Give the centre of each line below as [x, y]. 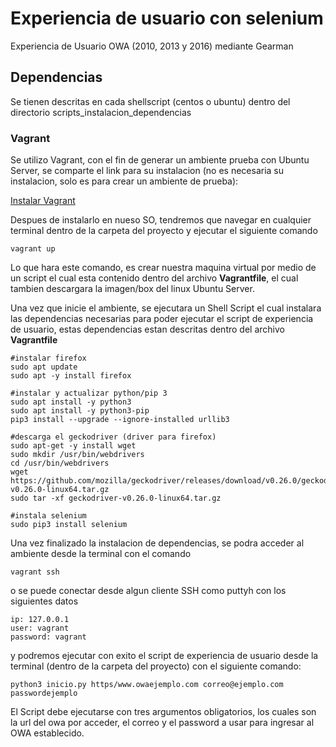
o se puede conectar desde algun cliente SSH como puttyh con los [148, 591]
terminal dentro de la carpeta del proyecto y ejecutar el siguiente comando [164, 231]
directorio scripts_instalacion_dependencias [101, 112]
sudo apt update [44, 367]
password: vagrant [48, 637]
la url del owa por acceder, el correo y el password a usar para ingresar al [162, 723]
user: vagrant [40, 628]
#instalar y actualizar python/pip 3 [89, 393]
